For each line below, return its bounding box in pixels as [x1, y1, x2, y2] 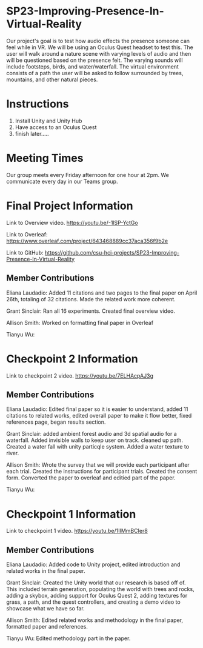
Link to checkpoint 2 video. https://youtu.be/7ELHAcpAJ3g [6, 372, 153, 379]
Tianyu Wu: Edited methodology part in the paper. [6, 635, 131, 642]
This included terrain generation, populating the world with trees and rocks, [6, 586, 195, 593]
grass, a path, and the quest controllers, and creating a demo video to [6, 598, 181, 606]
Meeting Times [6, 152, 84, 165]
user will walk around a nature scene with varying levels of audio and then [6, 50, 191, 57]
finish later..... [15, 130, 50, 137]
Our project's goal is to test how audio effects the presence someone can [6, 37, 190, 44]
